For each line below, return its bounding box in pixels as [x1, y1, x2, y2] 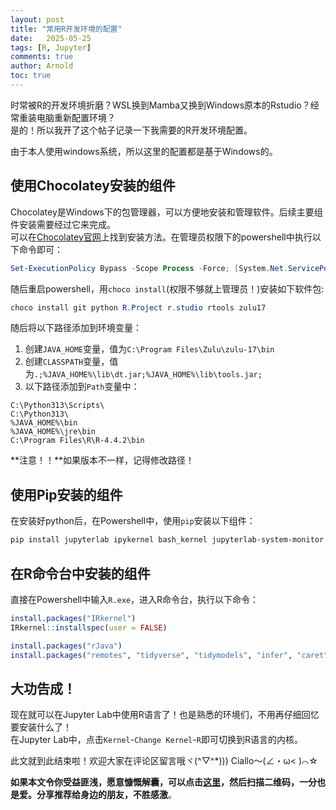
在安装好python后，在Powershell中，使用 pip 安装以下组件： [10, 515, 256, 527]
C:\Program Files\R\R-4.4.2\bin [10, 436, 145, 446]
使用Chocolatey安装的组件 [10, 177, 176, 195]
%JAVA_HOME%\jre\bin [10, 427, 97, 437]
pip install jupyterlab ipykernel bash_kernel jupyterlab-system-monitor [10, 535, 325, 545]
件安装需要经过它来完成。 [10, 218, 116, 230]
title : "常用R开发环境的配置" [10, 24, 123, 34]
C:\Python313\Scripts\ [10, 401, 105, 411]
